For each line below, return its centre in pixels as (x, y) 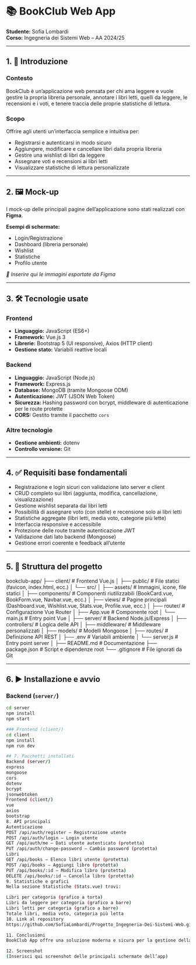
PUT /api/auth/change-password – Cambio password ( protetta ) (82, 849)
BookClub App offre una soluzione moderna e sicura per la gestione (91, 940)
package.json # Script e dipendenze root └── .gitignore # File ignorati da (94, 649)
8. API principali (28, 821)
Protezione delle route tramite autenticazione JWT (75, 530)
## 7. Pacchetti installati (40, 756)
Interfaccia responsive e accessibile (58, 524)
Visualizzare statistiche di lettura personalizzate (72, 167)
